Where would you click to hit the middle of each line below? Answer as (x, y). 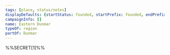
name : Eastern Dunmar (28, 24)
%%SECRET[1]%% (25, 48)
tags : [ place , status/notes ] (36, 10)
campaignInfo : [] (24, 19)
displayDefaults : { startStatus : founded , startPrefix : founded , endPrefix (86, 15)
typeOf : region (21, 29)
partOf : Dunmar (21, 33)
